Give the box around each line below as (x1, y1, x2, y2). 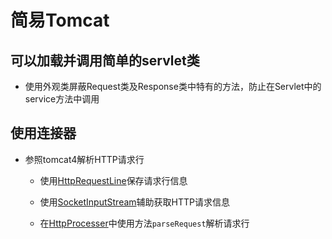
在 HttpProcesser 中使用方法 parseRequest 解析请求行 (39, 217, 250, 229)
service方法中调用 (24, 93, 100, 105)
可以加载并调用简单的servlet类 (10, 52, 200, 69)
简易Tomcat (10, 9, 110, 32)
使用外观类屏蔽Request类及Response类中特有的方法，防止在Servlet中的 (24, 81, 322, 92)
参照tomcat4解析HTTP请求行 (24, 153, 145, 165)
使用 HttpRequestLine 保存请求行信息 (39, 174, 188, 186)
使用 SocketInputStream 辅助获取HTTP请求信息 (39, 196, 230, 208)
